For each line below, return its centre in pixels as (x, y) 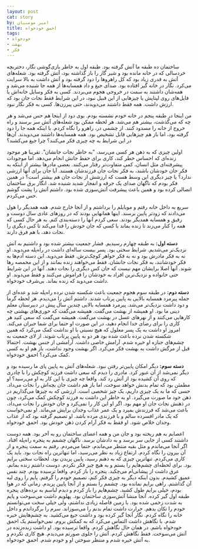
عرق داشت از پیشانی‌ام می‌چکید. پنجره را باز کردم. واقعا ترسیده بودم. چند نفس (93, 471)
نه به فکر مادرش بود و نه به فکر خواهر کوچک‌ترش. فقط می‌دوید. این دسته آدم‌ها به (96, 256)
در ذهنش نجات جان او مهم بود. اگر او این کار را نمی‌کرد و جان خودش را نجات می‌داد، (98, 403)
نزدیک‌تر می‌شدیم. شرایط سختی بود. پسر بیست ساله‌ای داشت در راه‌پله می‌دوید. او (97, 249)
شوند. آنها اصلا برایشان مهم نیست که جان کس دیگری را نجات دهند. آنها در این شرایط (99, 268)
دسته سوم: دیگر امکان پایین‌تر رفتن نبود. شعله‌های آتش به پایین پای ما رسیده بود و (95, 366)
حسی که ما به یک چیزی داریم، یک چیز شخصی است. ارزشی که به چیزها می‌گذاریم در (98, 391)
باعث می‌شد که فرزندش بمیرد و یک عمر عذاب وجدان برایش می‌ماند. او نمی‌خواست (98, 410)
